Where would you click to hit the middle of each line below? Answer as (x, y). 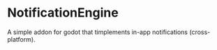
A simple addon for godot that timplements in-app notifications (98, 32)
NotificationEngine (63, 13)
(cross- (200, 32)
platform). (22, 39)
